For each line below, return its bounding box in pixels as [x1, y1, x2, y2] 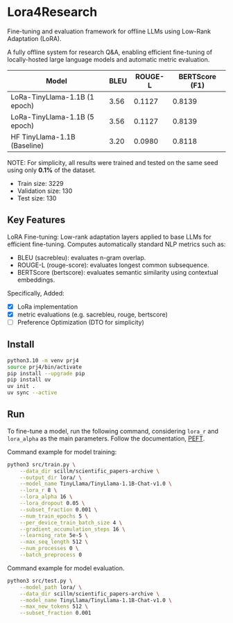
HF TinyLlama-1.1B [10, 132, 76, 142]
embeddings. [17, 275, 55, 284]
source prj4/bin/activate [7, 364, 82, 370]
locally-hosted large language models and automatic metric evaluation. [7, 55, 210, 63]
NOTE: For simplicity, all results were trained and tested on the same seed [7, 158, 218, 167]
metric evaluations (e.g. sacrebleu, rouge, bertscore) [17, 310, 169, 318]
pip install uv [7, 376, 51, 384]
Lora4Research [7, 4, 98, 20]
